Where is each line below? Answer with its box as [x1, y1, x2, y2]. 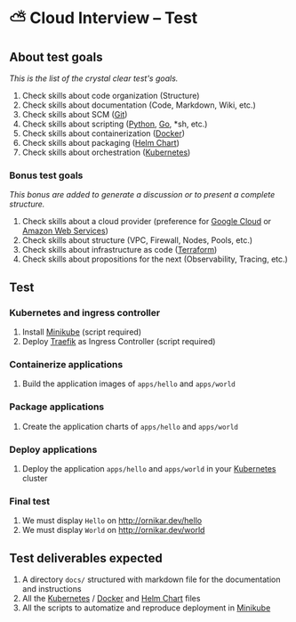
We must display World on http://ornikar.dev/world [21, 525, 205, 536]
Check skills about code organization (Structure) [21, 91, 200, 101]
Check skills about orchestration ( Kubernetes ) [21, 147, 191, 158]
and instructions [21, 583, 82, 594]
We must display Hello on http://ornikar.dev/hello [21, 515, 203, 526]
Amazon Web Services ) [21, 225, 109, 237]
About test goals [9, 49, 103, 64]
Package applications [9, 400, 105, 413]
